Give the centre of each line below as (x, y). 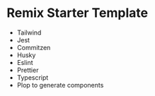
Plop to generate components (60, 85)
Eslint (25, 62)
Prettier (28, 70)
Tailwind (29, 32)
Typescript (33, 77)
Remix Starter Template (77, 13)
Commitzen (34, 47)
